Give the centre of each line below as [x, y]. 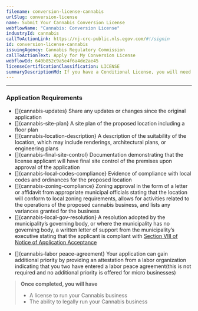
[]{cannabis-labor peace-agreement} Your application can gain [91, 253]
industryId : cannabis [33, 34]
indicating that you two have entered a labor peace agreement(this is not [103, 266]
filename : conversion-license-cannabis [55, 11]
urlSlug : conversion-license [42, 17]
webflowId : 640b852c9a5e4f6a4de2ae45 [52, 61]
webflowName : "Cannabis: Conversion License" [63, 28]
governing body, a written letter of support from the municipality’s [95, 230]
